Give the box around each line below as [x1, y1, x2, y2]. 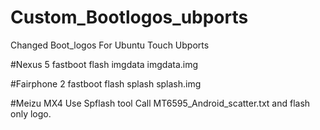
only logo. [10, 107, 52, 120]
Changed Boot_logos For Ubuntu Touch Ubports [10, 39, 210, 51]
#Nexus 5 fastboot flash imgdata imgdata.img [10, 58, 199, 70]
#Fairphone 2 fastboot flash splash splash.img [10, 77, 202, 90]
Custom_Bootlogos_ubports [10, 6, 249, 29]
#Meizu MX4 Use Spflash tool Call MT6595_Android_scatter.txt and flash [10, 97, 311, 109]
